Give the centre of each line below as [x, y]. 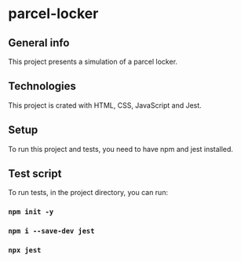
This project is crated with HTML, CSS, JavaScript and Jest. [105, 105]
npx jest [25, 250]
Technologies [42, 86]
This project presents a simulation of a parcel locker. [93, 61]
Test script [35, 174]
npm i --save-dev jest [51, 231]
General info [39, 43]
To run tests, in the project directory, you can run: [88, 193]
